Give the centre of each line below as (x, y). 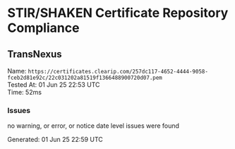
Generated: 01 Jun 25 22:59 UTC (55, 140)
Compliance (43, 28)
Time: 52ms (25, 92)
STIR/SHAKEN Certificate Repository (118, 13)
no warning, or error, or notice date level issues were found (94, 126)
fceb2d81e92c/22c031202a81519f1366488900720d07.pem (85, 78)
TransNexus (35, 54)
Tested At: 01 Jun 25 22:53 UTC (54, 85)
